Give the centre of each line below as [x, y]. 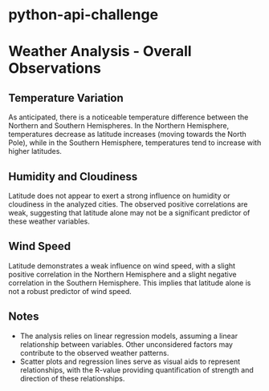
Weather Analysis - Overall [100, 52]
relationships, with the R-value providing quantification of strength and [137, 369]
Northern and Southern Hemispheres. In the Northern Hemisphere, [119, 126]
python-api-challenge [84, 15]
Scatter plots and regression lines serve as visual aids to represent [130, 361]
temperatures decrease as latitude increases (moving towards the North [127, 135]
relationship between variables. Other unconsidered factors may [126, 344]
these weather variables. [49, 221]
